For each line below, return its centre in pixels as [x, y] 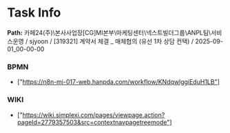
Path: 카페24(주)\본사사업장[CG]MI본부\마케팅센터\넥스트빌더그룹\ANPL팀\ [109, 32]
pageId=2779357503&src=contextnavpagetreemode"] [94, 122]
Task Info [34, 13]
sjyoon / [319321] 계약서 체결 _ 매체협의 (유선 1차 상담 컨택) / [112, 41]
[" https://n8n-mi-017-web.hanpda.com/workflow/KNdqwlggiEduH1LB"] [118, 82]
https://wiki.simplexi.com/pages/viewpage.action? [94, 114]
